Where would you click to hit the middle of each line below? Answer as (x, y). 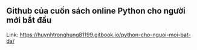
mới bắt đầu (29, 21)
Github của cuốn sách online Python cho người (96, 11)
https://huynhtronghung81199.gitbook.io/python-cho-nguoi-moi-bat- (105, 35)
